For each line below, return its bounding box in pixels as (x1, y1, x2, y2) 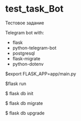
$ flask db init (5, 90, 34, 96)
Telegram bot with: (5, 29, 44, 35)
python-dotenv (12, 61, 44, 67)
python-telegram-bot (12, 45, 57, 51)
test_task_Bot (5, 3, 64, 15)
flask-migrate (12, 55, 41, 61)
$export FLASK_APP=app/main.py (5, 70, 76, 76)
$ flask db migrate (5, 100, 43, 106)
